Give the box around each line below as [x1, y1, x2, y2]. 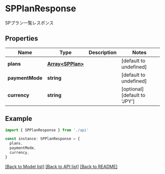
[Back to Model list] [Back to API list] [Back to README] [5, 163, 118, 170]
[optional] [121, 86, 144, 92]
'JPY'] [121, 98, 135, 105]
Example [5, 115, 32, 123]
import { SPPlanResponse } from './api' [5, 127, 89, 133]
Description [88, 49, 117, 56]
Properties [5, 34, 38, 43]
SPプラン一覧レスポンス [5, 20, 54, 26]
